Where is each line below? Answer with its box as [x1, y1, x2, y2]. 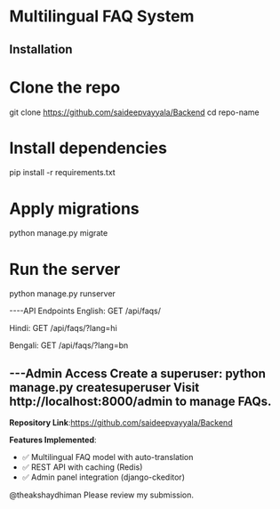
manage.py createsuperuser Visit [9, 380, 200, 395]
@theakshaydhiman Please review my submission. [9, 489, 194, 500]
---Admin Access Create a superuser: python [9, 366, 267, 381]
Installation [9, 42, 73, 57]
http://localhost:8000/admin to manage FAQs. [9, 393, 272, 408]
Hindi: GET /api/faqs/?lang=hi [9, 323, 117, 334]
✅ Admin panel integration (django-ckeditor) [21, 472, 185, 482]
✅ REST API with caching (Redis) [21, 462, 143, 473]
